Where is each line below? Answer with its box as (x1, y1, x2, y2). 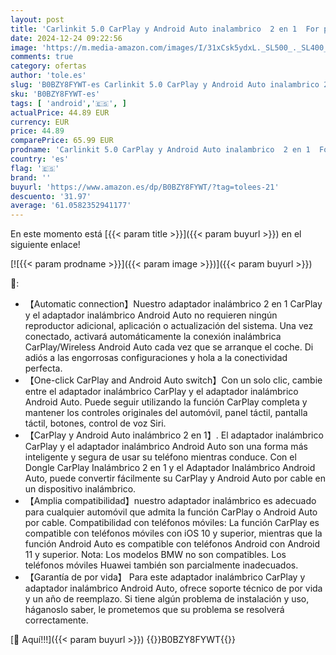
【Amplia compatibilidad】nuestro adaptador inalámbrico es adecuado (24, 495, 317, 507)
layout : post (10, 14, 65, 25)
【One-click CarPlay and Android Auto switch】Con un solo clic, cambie (24, 374, 323, 386)
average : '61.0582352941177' (10, 201, 132, 211)
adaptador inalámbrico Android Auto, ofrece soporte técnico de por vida (24, 582, 323, 595)
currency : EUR (10, 117, 70, 127)
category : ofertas (10, 61, 87, 71)
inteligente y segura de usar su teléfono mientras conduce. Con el (24, 451, 297, 463)
